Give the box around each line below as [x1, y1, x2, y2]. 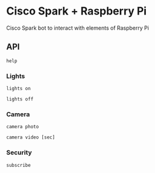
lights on [6, 86, 31, 92]
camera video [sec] [6, 134, 55, 140]
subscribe [6, 162, 31, 168]
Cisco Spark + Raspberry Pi [6, 4, 147, 18]
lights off [6, 96, 34, 102]
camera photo [6, 124, 39, 130]
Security [6, 148, 32, 157]
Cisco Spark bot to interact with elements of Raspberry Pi [6, 24, 150, 31]
